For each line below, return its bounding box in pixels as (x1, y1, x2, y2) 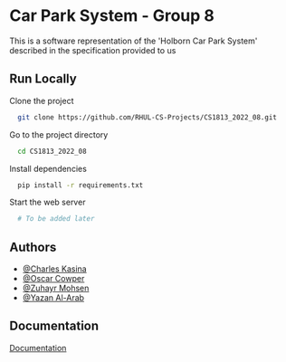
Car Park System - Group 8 (9, 5, 215, 26)
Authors (9, 239, 57, 254)
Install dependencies (9, 163, 88, 174)
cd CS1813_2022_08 (17, 147, 88, 156)
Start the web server (9, 196, 86, 208)
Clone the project (9, 95, 74, 106)
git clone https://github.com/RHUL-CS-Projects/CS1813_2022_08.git (17, 112, 278, 122)
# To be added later (17, 214, 95, 224)
